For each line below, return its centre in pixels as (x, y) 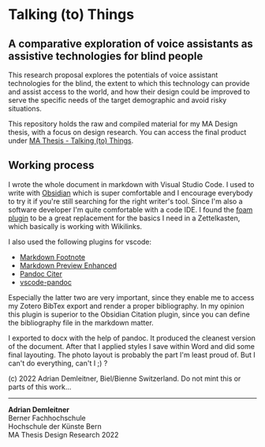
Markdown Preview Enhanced (68, 265)
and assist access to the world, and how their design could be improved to (129, 92)
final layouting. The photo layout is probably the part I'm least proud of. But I (132, 355)
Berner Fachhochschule (47, 418)
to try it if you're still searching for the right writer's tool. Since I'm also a (125, 201)
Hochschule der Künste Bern (55, 426)
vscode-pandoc (46, 282)
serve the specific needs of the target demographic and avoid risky (118, 100)
